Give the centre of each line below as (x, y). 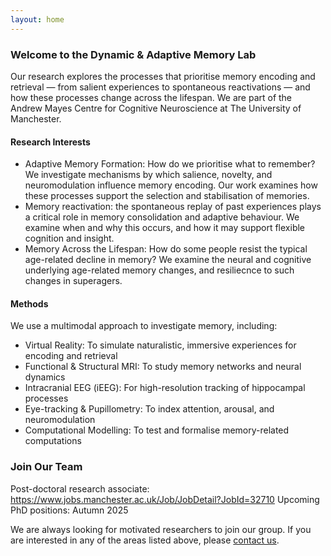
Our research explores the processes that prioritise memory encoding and (163, 76)
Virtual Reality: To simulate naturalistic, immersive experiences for (160, 345)
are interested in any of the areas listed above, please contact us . (145, 540)
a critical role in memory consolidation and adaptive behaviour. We (162, 217)
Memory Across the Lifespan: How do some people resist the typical (166, 249)
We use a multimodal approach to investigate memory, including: (144, 326)
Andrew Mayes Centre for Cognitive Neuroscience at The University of (156, 108)
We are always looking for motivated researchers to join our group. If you (161, 529)
